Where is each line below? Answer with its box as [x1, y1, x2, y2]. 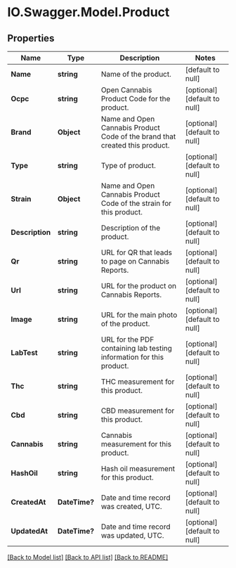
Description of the [100, 223, 160, 233]
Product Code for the [100, 94, 171, 103]
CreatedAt [11, 497, 46, 507]
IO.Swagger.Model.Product [7, 4, 170, 20]
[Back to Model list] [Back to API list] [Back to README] [7, 553, 169, 561]
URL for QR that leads [100, 247, 172, 257]
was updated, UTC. [100, 531, 164, 540]
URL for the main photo [100, 310, 178, 320]
